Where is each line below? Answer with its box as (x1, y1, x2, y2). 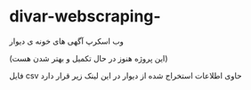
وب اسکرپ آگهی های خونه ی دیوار (9, 36, 125, 46)
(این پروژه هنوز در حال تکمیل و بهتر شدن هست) (9, 53, 168, 63)
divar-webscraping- (9, 6, 162, 27)
